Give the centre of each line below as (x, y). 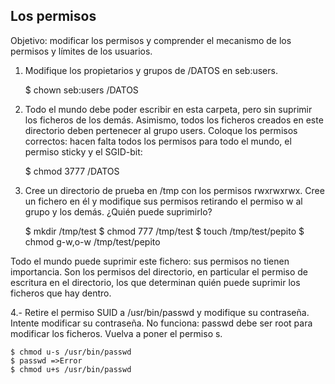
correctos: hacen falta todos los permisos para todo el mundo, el (158, 141)
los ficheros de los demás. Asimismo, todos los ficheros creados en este (174, 120)
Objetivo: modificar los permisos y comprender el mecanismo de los (151, 40)
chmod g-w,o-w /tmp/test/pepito (92, 241)
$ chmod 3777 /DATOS (72, 171)
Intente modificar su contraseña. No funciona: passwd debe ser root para (161, 323)
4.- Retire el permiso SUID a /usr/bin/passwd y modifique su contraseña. (160, 312)
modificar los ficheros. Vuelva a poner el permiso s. (116, 333)
